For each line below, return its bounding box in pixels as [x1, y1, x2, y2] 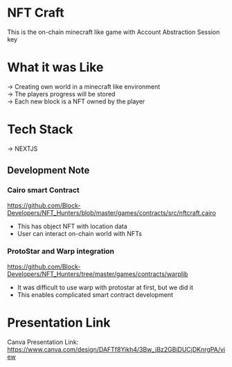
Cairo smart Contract [7, 185, 80, 195]
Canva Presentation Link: [7, 338, 79, 346]
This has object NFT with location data [17, 222, 128, 230]
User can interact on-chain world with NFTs [17, 229, 142, 237]
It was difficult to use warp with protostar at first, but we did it [17, 283, 194, 291]
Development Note [7, 164, 90, 176]
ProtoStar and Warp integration [7, 246, 115, 256]
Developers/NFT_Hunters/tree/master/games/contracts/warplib [7, 269, 188, 278]
